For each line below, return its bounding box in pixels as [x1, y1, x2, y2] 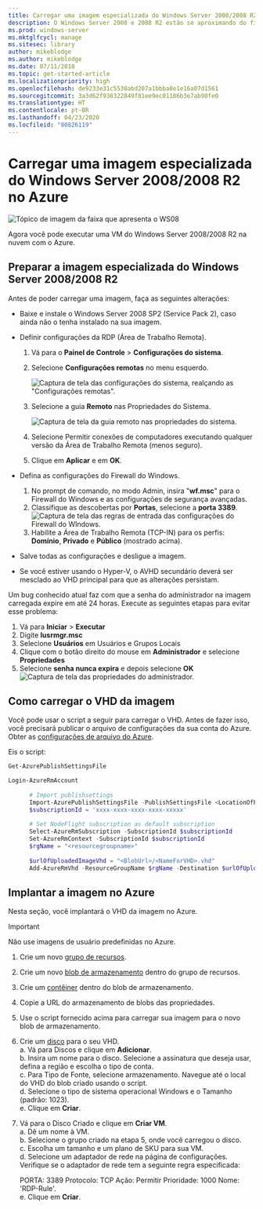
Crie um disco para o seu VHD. [19, 1037, 120, 1046]
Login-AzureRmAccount [8, 776, 79, 785]
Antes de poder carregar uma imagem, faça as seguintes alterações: [8, 294, 229, 303]
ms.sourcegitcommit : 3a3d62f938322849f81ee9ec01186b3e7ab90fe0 [8, 92, 219, 100]
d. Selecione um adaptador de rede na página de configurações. [19, 1152, 229, 1162]
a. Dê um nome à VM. [19, 1127, 90, 1137]
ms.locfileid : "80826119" [8, 121, 92, 129]
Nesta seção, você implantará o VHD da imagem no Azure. [8, 907, 198, 916]
